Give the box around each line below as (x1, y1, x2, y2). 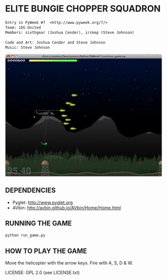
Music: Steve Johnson (5, 45, 50, 50)
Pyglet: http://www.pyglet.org (12, 199, 73, 205)
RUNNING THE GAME (5, 219, 72, 227)
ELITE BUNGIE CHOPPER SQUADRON (5, 3, 161, 14)
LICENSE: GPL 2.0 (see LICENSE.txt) (5, 270, 80, 276)
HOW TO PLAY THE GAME (5, 247, 87, 255)
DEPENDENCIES (5, 186, 56, 195)
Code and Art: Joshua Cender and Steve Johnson (5, 40, 106, 45)
